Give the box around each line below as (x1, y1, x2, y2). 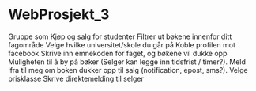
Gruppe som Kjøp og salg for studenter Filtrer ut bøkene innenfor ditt (8, 32, 232, 41)
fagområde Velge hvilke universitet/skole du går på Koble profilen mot (8, 40, 235, 49)
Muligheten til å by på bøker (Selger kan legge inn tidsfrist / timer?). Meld (8, 57, 247, 66)
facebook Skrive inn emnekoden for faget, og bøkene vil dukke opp (8, 48, 228, 58)
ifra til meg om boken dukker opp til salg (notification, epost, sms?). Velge (8, 65, 248, 74)
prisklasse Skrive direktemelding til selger (8, 74, 145, 83)
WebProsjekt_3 (8, 6, 110, 24)
